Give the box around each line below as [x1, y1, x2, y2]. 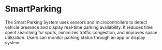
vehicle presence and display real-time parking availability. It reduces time [5, 24, 153, 30]
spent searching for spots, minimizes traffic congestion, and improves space [5, 29, 158, 35]
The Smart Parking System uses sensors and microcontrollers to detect [5, 19, 147, 25]
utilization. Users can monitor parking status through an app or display [5, 35, 146, 40]
